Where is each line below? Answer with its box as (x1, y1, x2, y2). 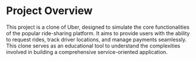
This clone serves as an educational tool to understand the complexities (6, 42, 181, 49)
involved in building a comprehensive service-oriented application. (6, 48, 168, 55)
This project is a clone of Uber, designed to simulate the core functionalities (6, 23, 190, 30)
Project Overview (6, 4, 93, 18)
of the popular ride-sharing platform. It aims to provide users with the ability (6, 29, 190, 36)
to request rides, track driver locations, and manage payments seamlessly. (6, 36, 187, 43)
